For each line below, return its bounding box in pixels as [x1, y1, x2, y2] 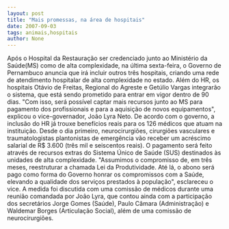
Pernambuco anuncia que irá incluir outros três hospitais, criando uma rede [7, 69, 219, 77]
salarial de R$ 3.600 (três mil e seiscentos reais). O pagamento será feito [7, 142, 213, 150]
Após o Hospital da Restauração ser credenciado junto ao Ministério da [7, 54, 208, 62]
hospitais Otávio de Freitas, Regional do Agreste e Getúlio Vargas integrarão [7, 83, 221, 92]
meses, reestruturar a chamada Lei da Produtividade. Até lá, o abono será [7, 163, 215, 172]
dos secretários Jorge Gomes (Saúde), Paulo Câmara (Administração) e [7, 200, 210, 208]
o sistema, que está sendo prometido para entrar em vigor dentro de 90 [7, 90, 210, 99]
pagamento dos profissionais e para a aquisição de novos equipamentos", [7, 105, 216, 113]
